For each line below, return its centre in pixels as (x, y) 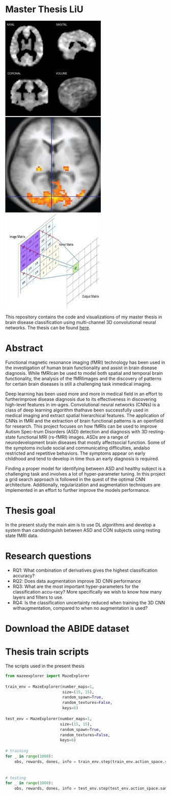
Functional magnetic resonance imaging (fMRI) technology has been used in (85, 362)
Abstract (24, 348)
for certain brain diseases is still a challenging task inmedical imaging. (78, 384)
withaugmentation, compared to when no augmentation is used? (80, 608)
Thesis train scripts (47, 652)
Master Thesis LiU (45, 9)
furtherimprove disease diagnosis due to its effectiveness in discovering (81, 399)
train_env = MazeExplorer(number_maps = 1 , (50, 687)
